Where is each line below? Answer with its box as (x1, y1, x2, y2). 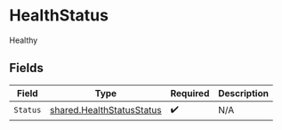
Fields (9, 61, 44, 76)
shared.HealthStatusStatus (50, 104, 162, 117)
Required (170, 86, 210, 99)
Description (217, 86, 270, 99)
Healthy (9, 35, 38, 45)
